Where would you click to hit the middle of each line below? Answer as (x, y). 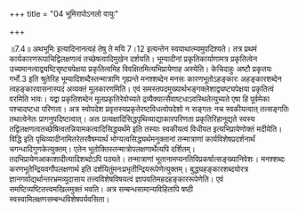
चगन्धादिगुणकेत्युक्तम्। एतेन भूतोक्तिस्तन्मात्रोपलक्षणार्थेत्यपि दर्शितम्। (102, 149)
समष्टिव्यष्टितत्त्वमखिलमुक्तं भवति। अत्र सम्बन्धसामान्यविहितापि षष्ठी (101, 189)
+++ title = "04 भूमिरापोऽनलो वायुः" (64, 14)
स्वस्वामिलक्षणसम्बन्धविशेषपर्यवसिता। (60, 199)
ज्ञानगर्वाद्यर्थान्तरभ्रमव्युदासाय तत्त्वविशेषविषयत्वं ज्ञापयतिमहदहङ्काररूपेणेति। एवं (117, 179)
